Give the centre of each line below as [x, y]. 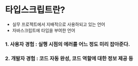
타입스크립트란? [35, 10]
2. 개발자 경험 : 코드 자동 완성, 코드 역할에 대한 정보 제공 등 [69, 58]
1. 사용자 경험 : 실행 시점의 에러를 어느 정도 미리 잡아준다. [68, 44]
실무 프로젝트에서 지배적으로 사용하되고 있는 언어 [58, 24]
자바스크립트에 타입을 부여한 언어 [44, 30]
